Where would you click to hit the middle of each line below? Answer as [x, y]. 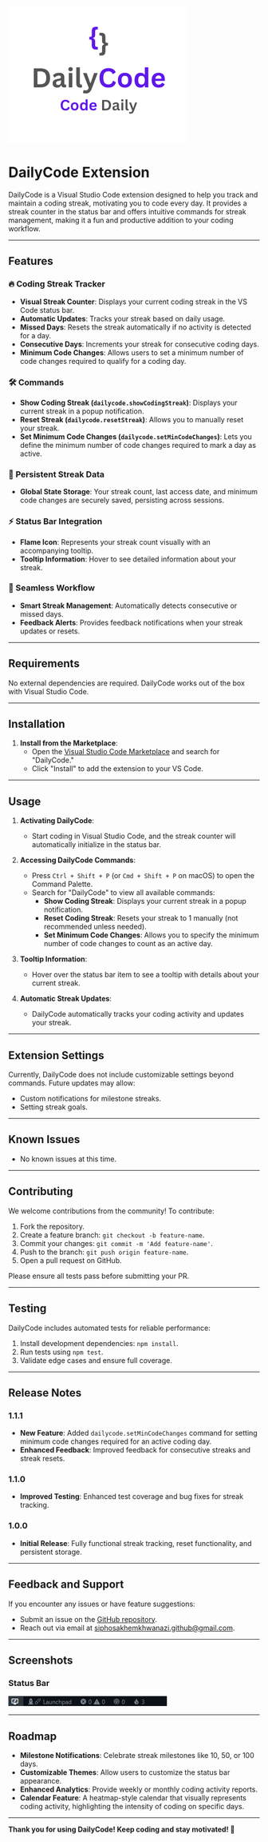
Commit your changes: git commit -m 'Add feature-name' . [116, 1243]
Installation [37, 724]
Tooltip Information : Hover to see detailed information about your [128, 559]
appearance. [41, 1781]
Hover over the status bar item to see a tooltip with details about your [145, 975]
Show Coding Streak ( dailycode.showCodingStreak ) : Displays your [128, 402]
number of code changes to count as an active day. [128, 944]
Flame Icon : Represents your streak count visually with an [115, 541]
